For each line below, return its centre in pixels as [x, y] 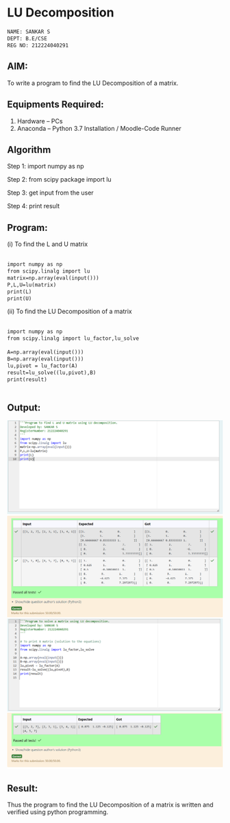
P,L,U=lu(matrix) [32, 285]
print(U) [20, 299]
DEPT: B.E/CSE [27, 38]
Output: [24, 407]
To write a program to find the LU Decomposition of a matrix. [93, 83]
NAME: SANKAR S [29, 32]
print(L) [20, 292]
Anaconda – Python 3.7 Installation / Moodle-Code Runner [99, 128]
